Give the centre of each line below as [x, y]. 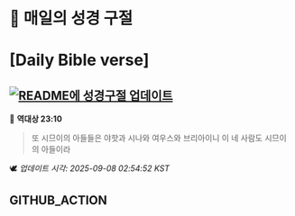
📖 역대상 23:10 [36, 119]
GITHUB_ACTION [59, 200]
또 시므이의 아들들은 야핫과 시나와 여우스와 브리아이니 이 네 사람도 [147, 138]
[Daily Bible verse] [79, 60]
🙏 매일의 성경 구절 [71, 18]
